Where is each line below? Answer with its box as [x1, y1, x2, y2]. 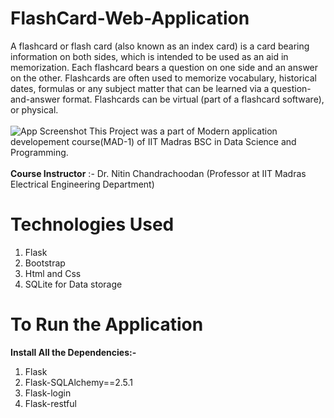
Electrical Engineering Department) [10, 178, 155, 190]
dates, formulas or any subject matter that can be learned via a [10, 82, 270, 94]
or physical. [10, 103, 59, 116]
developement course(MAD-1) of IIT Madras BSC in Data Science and [10, 135, 297, 147]
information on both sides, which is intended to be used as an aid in [10, 50, 289, 62]
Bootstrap [24, 257, 66, 269]
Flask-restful [24, 397, 77, 409]
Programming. [10, 146, 69, 158]
